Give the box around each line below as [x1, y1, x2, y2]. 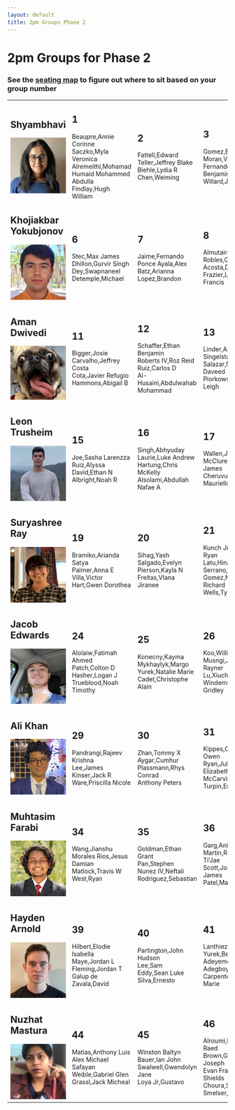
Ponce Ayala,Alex [137, 259, 187, 268]
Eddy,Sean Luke [137, 968, 184, 977]
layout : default [7, 11, 55, 18]
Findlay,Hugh [71, 184, 111, 193]
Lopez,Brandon [137, 274, 182, 283]
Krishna [71, 756, 94, 764]
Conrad [137, 771, 159, 779]
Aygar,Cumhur [137, 756, 180, 764]
